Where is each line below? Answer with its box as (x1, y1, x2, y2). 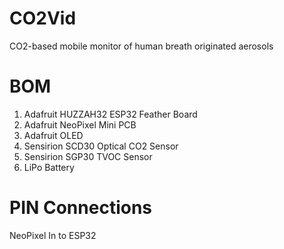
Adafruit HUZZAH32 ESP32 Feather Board (23, 108, 198, 120)
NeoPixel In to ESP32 (9, 229, 97, 241)
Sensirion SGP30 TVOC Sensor (23, 150, 153, 162)
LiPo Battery (23, 161, 75, 173)
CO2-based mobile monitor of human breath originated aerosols (9, 40, 274, 52)
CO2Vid (9, 7, 77, 30)
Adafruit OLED (23, 129, 84, 141)
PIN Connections (9, 197, 153, 219)
